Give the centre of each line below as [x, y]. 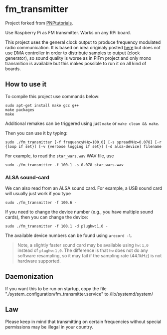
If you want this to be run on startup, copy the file [56, 288]
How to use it [26, 84]
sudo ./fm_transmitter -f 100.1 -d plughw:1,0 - [57, 226]
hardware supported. [39, 261]
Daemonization [29, 277]
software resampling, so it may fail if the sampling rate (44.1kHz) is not [89, 256]
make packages [20, 110]
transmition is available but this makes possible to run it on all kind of [76, 63]
